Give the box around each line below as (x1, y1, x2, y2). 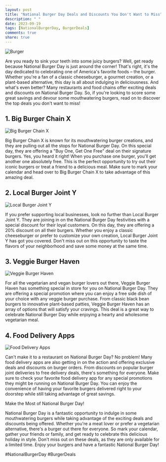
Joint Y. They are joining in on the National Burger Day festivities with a (5, 217, 150, 223)
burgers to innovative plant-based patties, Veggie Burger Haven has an (5, 301, 150, 307)
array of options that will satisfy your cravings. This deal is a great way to (5, 306, 154, 312)
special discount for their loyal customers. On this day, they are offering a (5, 222, 155, 228)
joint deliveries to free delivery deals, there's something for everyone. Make (5, 370, 159, 376)
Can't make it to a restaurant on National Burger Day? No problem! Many (5, 354, 153, 360)
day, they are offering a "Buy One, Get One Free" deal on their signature (5, 148, 152, 154)
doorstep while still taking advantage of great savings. (5, 391, 116, 397)
